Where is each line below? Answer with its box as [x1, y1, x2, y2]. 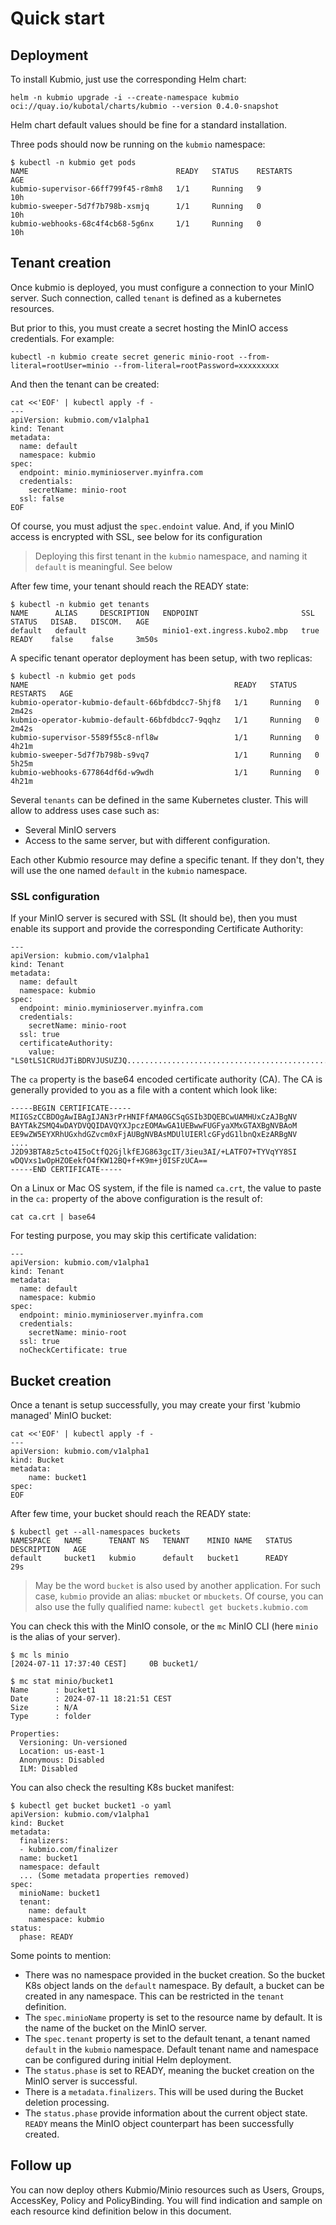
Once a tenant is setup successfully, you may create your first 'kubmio [10, 1398, 301, 1411]
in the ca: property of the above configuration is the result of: [10, 1193, 263, 1205]
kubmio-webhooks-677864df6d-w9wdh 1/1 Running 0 [10, 767, 320, 777]
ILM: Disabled [19, 1763, 78, 1774]
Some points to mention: [10, 1949, 112, 1961]
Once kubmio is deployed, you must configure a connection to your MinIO [10, 281, 315, 293]
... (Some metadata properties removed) [19, 1870, 190, 1881]
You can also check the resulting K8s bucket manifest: [10, 1781, 235, 1793]
